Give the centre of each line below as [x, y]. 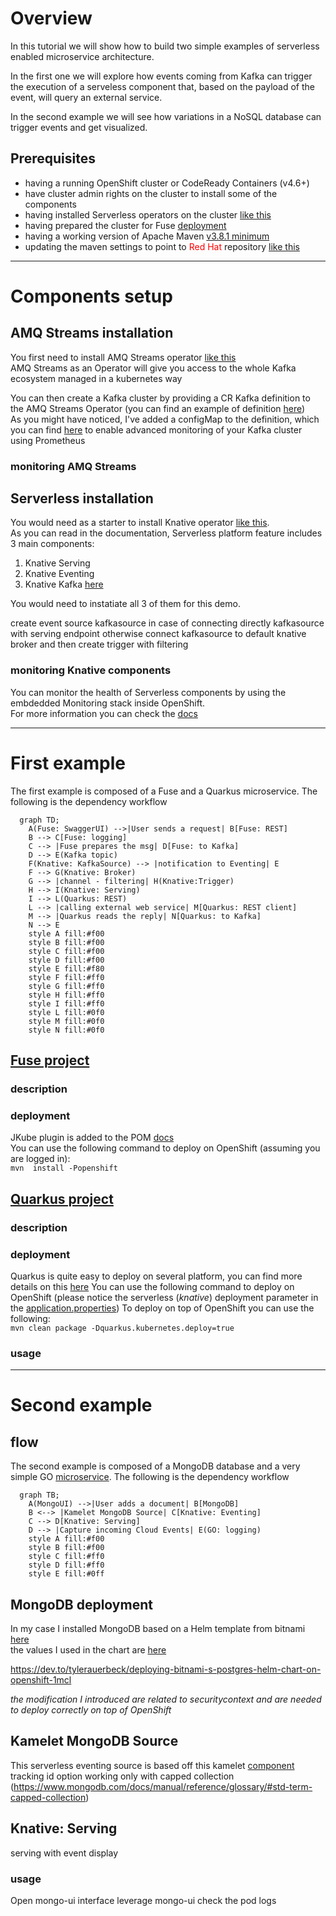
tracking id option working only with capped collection [122, 1776]
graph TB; [39, 1495]
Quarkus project [62, 1198]
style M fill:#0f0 [66, 1021]
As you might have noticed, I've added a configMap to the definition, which [165, 419]
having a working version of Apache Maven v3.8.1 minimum [147, 236]
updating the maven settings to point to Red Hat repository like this [162, 246]
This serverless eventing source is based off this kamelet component [152, 1765]
